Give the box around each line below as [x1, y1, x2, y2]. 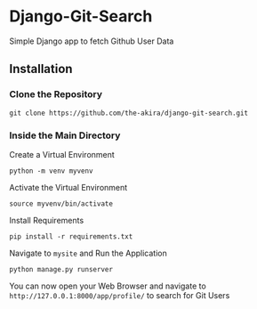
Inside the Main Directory [9, 129, 121, 142]
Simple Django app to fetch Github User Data [9, 36, 174, 46]
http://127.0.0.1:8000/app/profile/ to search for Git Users [9, 289, 230, 300]
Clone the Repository [9, 88, 103, 101]
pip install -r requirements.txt [9, 232, 133, 241]
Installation [9, 61, 73, 77]
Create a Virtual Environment [9, 149, 116, 159]
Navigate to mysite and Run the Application [9, 248, 167, 258]
